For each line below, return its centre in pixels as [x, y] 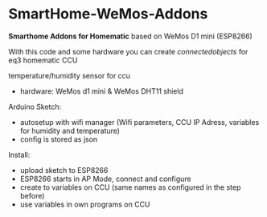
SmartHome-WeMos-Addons [108, 14]
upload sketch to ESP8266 [64, 170]
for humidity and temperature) [70, 131]
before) [32, 195]
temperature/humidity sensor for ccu [70, 75]
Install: [19, 155]
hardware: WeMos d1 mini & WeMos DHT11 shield [101, 91]
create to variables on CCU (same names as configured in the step [130, 187]
